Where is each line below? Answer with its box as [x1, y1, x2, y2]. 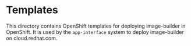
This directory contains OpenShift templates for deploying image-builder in [6, 22, 186, 29]
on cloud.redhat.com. [6, 34, 58, 41]
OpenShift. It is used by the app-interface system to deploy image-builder [6, 28, 185, 35]
